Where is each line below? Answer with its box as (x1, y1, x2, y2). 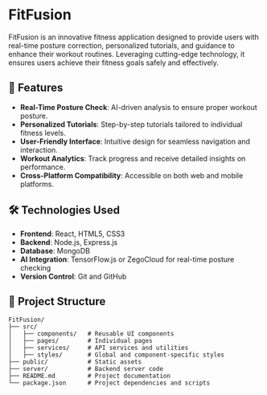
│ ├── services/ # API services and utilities (8, 344, 189, 352)
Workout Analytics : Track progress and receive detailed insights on (19, 153, 246, 163)
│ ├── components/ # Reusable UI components (8, 330, 175, 338)
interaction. (19, 145, 58, 154)
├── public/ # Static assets (8, 358, 142, 366)
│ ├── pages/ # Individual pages (8, 337, 153, 345)
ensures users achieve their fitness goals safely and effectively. (8, 58, 220, 67)
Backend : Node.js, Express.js (19, 237, 118, 246)
